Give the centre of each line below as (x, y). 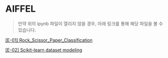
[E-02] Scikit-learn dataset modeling (44, 50)
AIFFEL (20, 9)
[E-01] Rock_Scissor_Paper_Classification (49, 40)
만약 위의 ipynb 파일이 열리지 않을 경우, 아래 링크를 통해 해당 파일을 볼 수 (90, 23)
